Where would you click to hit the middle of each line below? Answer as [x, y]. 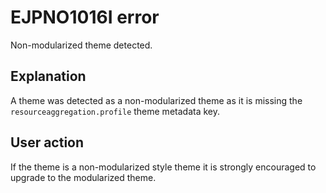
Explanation [48, 76]
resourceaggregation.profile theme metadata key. [115, 111]
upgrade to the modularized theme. [83, 177]
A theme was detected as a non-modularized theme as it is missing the [156, 100]
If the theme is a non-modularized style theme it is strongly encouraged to [163, 167]
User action [47, 142]
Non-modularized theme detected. [81, 45]
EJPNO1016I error [85, 17]
